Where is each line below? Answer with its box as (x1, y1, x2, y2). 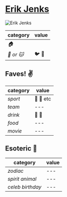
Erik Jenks (5, 3, 50, 15)
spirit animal (7, 175, 37, 182)
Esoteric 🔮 (5, 145, 37, 153)
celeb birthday (7, 183, 42, 190)
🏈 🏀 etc (34, 95, 51, 102)
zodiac (7, 167, 24, 174)
